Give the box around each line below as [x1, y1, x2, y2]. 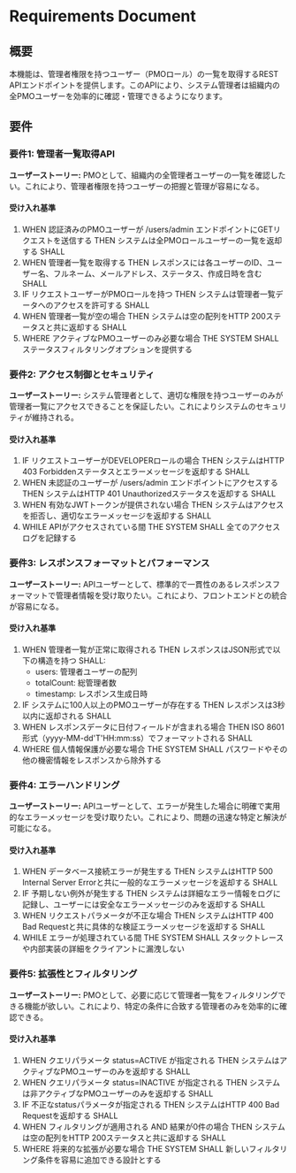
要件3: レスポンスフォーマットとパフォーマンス [9, 557, 210, 570]
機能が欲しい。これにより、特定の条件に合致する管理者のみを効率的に [24, 1000, 280, 1011]
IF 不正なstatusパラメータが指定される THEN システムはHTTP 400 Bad [21, 1099, 280, 1109]
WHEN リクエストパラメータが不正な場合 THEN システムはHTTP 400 [21, 910, 274, 921]
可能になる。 [9, 823, 56, 833]
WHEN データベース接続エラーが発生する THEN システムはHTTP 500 [21, 866, 274, 877]
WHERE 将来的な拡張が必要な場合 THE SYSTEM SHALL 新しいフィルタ [21, 1143, 280, 1154]
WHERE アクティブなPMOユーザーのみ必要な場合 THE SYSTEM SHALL [21, 333, 280, 343]
